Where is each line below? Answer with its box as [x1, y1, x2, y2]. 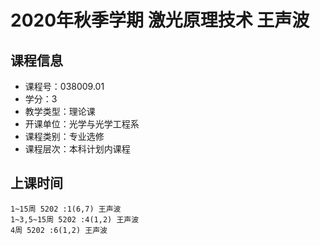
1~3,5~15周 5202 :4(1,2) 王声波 [10, 214, 140, 225]
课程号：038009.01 [24, 81, 105, 92]
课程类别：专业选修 [24, 131, 105, 142]
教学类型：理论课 [24, 106, 96, 117]
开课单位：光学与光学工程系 [24, 118, 140, 130]
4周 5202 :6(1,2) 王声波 [10, 225, 108, 235]
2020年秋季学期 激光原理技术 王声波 [10, 9, 310, 32]
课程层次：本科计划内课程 [24, 143, 131, 155]
